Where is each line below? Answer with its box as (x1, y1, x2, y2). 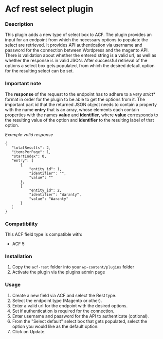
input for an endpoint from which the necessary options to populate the (5, 37, 148, 43)
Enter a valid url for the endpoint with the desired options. (12, 303, 128, 308)
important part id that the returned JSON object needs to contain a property (5, 101, 157, 107)
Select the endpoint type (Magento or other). (12, 298, 102, 303)
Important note (5, 80, 41, 87)
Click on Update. (12, 328, 46, 334)
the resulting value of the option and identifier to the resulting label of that (5, 117, 154, 123)
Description (5, 21, 34, 28)
